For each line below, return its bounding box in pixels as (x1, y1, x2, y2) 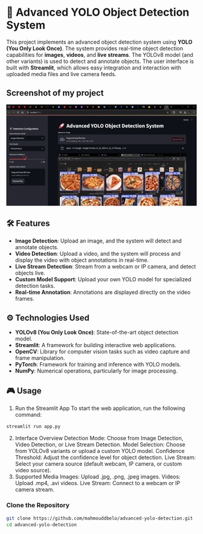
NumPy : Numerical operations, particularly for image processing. (14, 367, 178, 374)
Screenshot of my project (6, 88, 104, 99)
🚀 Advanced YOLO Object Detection (6, 5, 190, 19)
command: (14, 411, 42, 418)
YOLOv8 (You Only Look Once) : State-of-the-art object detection (14, 329, 179, 336)
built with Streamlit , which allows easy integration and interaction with (6, 63, 181, 71)
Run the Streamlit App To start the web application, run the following (14, 405, 185, 412)
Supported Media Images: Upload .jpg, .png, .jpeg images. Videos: (14, 473, 181, 480)
